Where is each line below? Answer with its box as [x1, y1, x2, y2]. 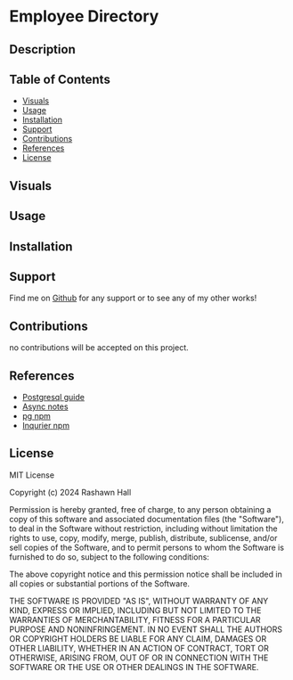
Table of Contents [9, 71, 111, 86]
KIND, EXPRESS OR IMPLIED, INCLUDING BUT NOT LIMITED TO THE [9, 604, 262, 616]
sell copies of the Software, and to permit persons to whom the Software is [9, 542, 285, 553]
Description [9, 42, 76, 57]
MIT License [9, 470, 55, 480]
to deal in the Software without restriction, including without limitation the [9, 523, 278, 534]
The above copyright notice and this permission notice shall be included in [9, 569, 282, 579]
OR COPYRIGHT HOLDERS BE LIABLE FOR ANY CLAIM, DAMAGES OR [9, 633, 267, 643]
